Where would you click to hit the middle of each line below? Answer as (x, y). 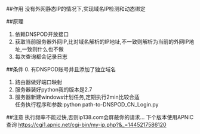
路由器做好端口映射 (39, 82)
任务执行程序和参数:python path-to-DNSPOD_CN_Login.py (87, 104)
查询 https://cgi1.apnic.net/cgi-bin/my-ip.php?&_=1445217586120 (86, 125)
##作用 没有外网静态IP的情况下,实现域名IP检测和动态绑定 (76, 9)
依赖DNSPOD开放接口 (42, 34)
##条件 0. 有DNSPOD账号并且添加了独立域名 (61, 69)
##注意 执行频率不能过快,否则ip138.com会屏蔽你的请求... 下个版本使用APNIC (100, 117)
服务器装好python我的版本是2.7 (53, 89)
